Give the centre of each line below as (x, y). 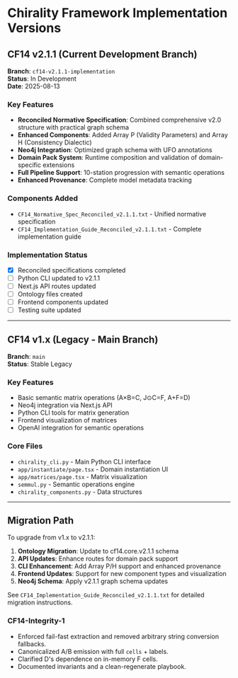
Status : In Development (42, 79)
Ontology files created (50, 294)
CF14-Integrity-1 (36, 621)
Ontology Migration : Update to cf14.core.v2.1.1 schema (98, 551)
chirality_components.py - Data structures (80, 492)
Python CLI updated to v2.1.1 (59, 278)
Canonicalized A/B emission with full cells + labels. (93, 651)
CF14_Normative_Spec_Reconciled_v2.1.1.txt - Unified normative (112, 214)
